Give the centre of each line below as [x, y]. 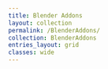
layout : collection [40, 23]
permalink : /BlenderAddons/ [54, 30]
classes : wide [32, 52]
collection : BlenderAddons [52, 38]
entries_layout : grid [44, 45]
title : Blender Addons [45, 15]
